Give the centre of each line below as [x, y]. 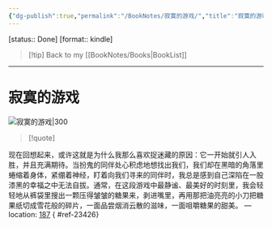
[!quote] [41, 138]
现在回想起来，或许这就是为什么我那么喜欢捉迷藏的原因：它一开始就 [122, 154]
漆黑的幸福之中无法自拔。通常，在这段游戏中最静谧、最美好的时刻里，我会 [132, 185]
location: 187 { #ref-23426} [54, 214]
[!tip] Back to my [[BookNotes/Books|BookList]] [108, 54]
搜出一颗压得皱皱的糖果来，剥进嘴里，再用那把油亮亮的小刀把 [153, 195]
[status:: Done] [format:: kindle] [61, 39]
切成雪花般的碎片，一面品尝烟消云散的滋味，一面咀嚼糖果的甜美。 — [137, 205]
